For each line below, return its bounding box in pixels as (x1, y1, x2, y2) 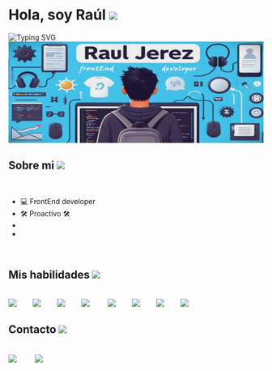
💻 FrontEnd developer (19, 196, 96, 206)
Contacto (8, 322, 57, 336)
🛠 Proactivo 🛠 (19, 208, 70, 218)
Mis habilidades (8, 268, 91, 282)
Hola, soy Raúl (8, 6, 107, 24)
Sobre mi (8, 159, 55, 173)
